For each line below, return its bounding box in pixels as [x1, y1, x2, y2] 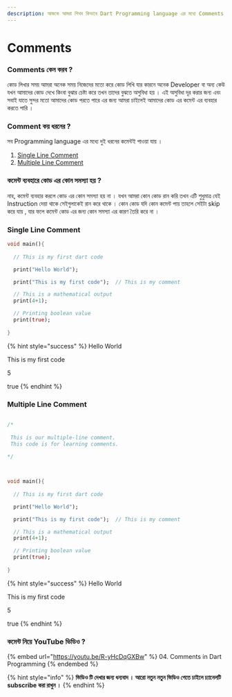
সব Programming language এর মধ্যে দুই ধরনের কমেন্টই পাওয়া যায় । [7, 137, 163, 145]
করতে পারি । [7, 104, 34, 112]
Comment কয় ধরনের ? [7, 122, 71, 132]
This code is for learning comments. [10, 441, 119, 448]
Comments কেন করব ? [7, 64, 73, 74]
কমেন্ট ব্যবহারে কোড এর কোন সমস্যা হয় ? [7, 176, 101, 186]
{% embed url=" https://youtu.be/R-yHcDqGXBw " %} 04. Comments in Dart [7, 653, 222, 661]
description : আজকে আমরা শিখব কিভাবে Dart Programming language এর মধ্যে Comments [7, 10, 224, 17]
